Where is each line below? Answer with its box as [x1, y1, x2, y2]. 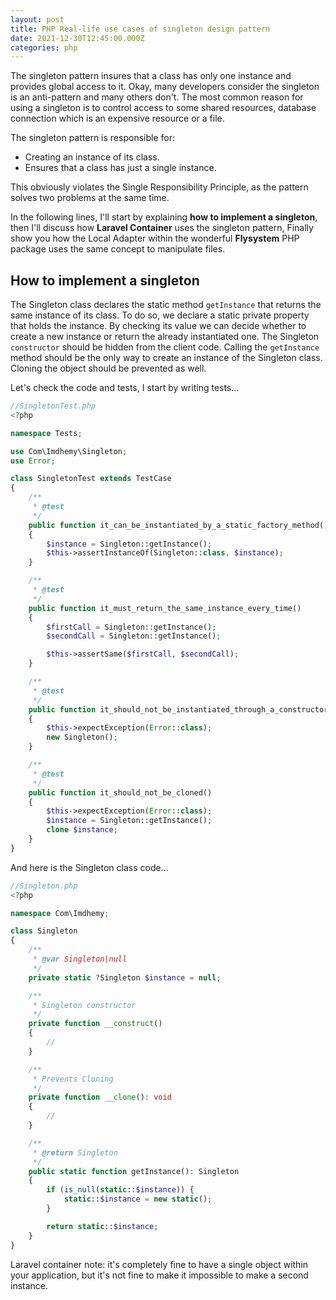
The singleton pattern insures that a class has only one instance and [10, 70, 292, 82]
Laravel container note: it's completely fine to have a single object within [10, 1258, 309, 1270]
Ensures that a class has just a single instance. [24, 162, 217, 174]
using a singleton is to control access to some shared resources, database [10, 102, 317, 114]
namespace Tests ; [10, 428, 83, 438]
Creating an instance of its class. [24, 151, 160, 163]
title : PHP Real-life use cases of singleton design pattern [10, 24, 271, 34]
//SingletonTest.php [10, 401, 97, 411]
